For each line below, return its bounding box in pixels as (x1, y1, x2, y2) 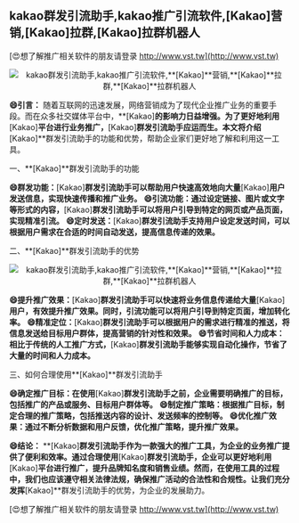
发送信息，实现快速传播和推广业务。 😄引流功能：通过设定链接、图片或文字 (9, 192, 285, 203)
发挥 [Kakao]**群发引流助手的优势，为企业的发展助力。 (9, 485, 210, 495)
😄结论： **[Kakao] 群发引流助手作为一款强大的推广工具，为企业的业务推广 (9, 440, 282, 451)
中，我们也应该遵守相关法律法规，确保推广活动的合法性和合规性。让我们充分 (9, 473, 290, 484)
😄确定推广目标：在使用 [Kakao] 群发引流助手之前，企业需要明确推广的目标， (9, 388, 288, 398)
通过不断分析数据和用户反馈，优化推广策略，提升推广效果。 (24, 421, 243, 432)
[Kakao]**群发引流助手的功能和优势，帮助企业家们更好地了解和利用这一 (9, 133, 272, 143)
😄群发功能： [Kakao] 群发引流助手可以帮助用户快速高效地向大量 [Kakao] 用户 (9, 182, 286, 192)
